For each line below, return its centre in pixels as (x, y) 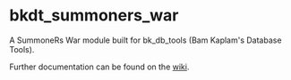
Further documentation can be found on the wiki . (99, 67)
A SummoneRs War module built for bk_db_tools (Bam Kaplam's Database (145, 40)
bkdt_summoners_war (94, 16)
